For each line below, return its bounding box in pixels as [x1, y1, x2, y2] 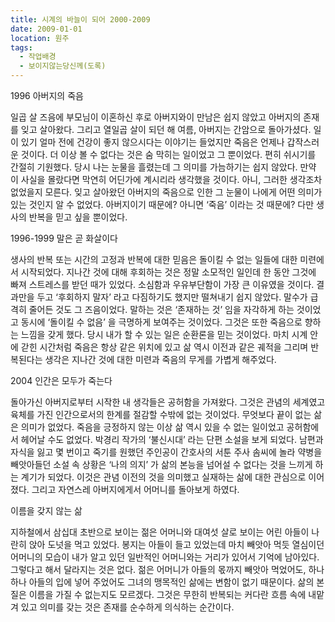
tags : [10, 42, 33, 53]
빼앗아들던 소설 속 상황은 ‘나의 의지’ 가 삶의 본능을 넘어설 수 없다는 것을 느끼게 [10, 459, 313, 470]
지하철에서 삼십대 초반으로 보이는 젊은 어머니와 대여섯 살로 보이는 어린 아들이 [10, 526, 310, 538]
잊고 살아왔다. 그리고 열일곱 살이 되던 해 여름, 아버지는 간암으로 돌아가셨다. [20, 124, 312, 135]
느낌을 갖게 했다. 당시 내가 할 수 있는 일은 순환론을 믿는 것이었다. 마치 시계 [20, 329, 308, 340]
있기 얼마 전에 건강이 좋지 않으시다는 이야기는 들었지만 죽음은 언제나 [20, 136, 285, 148]
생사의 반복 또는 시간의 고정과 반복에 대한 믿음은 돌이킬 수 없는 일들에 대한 [10, 254, 298, 265]
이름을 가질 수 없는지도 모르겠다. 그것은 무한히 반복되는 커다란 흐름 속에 [28, 589, 307, 600]
